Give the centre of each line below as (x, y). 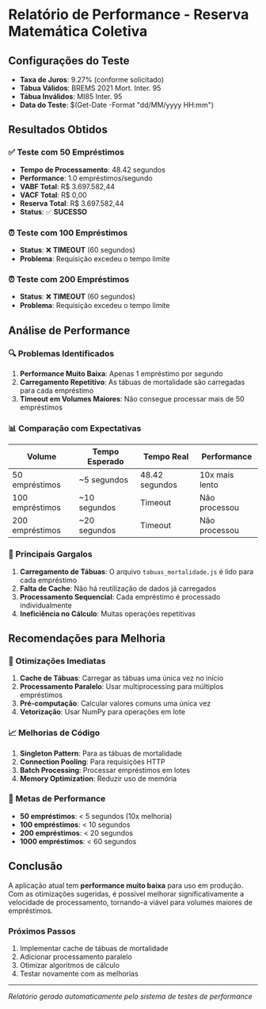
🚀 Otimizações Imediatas (57, 661)
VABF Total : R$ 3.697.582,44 (67, 186)
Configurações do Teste (69, 61)
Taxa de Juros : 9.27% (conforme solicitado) (92, 80)
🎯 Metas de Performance (57, 799)
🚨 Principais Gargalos (50, 554)
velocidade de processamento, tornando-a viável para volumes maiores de (131, 902)
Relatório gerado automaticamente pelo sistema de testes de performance (131, 996)
